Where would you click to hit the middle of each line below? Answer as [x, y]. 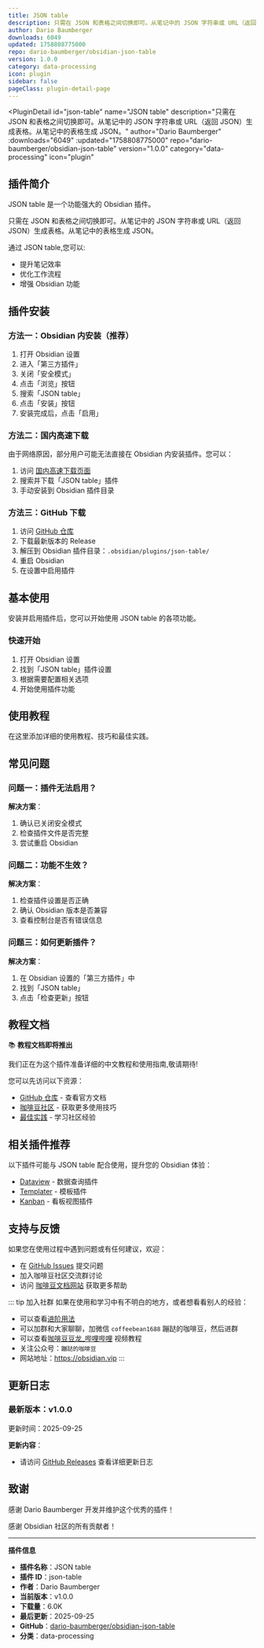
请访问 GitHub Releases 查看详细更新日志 [86, 1462]
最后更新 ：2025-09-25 [57, 1616]
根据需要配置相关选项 [54, 679]
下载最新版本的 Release [57, 541]
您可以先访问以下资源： [46, 1081]
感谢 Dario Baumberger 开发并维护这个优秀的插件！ [92, 1509]
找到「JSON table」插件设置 [66, 669]
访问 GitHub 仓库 [47, 531]
